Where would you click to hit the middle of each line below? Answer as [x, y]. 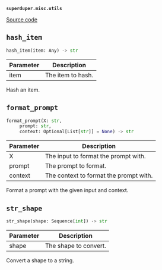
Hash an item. [23, 90]
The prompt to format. [76, 166]
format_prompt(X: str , [34, 121]
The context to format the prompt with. [99, 175]
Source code [22, 20]
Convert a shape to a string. [40, 260]
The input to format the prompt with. [96, 156]
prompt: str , [35, 126]
